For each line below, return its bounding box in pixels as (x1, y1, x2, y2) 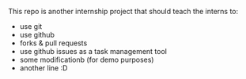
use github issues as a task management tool (19, 47, 168, 56)
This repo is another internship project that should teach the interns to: (8, 7, 239, 16)
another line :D (19, 63, 68, 73)
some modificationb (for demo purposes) (19, 55, 154, 64)
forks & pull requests (19, 38, 88, 48)
